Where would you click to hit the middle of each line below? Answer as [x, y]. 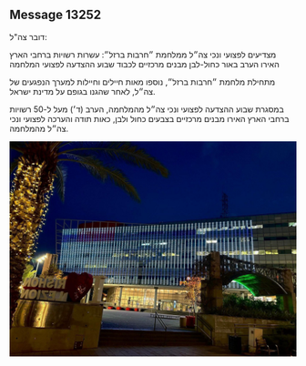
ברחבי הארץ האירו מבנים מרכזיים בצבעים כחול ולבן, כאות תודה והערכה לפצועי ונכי [149, 118]
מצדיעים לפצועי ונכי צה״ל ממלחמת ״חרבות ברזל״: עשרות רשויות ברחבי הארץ [143, 55]
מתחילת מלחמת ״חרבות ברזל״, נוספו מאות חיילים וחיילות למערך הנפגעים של [143, 82]
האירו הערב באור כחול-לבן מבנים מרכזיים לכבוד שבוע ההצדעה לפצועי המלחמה [144, 64]
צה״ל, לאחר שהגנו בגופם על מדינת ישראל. [82, 91]
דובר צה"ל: [28, 36]
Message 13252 [56, 15]
